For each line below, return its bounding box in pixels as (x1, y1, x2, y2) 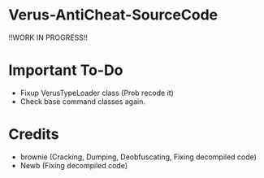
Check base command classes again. (19, 96, 146, 106)
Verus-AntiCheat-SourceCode (8, 6, 218, 24)
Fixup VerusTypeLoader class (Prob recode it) (19, 88, 175, 98)
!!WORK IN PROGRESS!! (8, 33, 88, 42)
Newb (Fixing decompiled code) (19, 160, 128, 170)
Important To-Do (8, 61, 123, 80)
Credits (8, 125, 59, 144)
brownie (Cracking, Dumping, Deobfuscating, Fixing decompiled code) (19, 152, 258, 162)
